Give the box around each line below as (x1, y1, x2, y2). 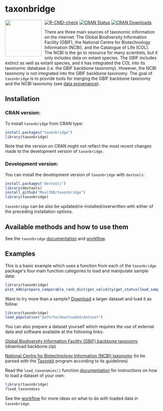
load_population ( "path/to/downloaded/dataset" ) (5, 315, 103, 320)
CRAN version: (5, 110, 41, 116)
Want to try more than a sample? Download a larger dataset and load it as (5, 296, 152, 301)
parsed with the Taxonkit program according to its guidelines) (5, 358, 128, 364)
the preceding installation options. (5, 208, 73, 215)
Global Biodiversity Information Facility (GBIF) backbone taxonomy (5, 338, 138, 344)
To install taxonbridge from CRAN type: (5, 120, 83, 126)
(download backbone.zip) (5, 343, 57, 349)
